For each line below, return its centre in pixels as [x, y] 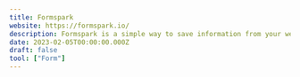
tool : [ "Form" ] [37, 58]
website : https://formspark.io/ [69, 26]
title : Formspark [42, 17]
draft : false [33, 50]
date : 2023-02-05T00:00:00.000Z [69, 42]
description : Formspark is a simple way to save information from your [145, 34]
